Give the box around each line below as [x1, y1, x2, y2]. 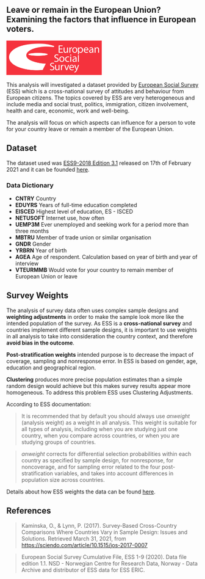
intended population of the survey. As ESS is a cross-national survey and [6, 319, 192, 327]
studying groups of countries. [21, 438, 96, 445]
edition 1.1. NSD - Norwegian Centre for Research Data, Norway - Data [21, 559, 198, 567]
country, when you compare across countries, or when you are [21, 432, 180, 439]
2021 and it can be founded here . [6, 166, 90, 173]
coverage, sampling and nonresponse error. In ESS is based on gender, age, [6, 357, 198, 365]
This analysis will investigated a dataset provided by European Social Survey [6, 81, 199, 88]
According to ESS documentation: [6, 400, 92, 408]
